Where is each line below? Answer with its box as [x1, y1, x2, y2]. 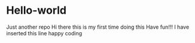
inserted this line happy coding [6, 29, 83, 36]
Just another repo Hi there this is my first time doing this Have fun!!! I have [6, 23, 190, 30]
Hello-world [6, 4, 67, 17]
